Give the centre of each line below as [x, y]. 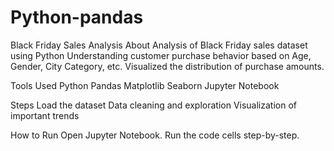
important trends [45, 115]
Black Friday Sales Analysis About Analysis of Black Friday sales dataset [159, 45]
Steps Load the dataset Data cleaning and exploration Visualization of [153, 105]
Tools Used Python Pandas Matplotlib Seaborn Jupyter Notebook [145, 85]
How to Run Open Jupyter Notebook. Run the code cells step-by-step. [155, 135]
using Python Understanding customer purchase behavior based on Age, [161, 55]
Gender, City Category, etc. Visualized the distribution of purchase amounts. [167, 66]
